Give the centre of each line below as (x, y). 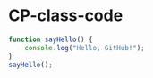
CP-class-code (66, 16)
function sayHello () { (51, 39)
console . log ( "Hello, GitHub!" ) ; (85, 48)
